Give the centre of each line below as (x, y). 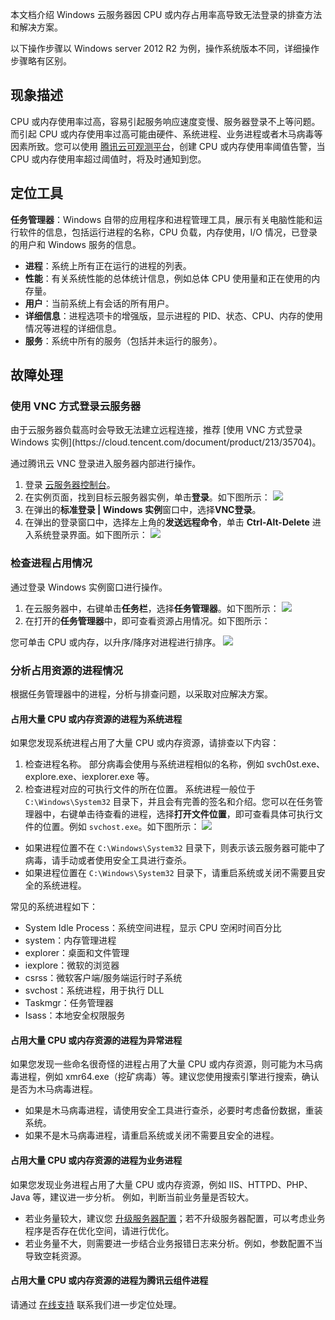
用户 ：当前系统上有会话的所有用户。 (99, 303)
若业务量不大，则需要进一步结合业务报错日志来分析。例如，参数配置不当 (173, 1243)
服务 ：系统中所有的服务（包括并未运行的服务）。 (123, 340)
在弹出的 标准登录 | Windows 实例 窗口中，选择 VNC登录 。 (143, 510)
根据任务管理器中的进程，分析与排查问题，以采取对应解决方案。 (141, 694)
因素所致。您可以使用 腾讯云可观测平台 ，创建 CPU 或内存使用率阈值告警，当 (168, 146)
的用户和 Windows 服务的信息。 (76, 244)
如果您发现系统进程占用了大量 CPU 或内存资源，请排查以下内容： (145, 743)
